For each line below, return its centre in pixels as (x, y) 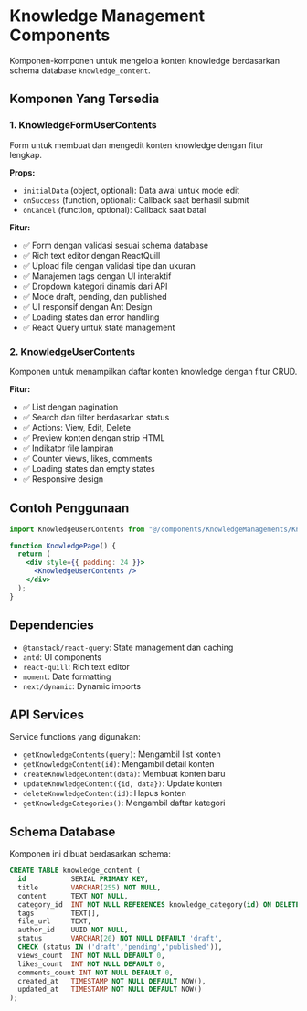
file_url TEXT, (55, 921)
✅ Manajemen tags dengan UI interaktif (97, 276)
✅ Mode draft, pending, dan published (95, 296)
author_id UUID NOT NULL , (73, 930)
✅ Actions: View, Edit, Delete (76, 427)
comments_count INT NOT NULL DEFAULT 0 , (95, 973)
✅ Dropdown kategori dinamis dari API (95, 286)
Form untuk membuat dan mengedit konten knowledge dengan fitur (137, 145)
